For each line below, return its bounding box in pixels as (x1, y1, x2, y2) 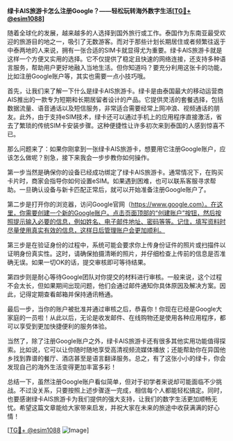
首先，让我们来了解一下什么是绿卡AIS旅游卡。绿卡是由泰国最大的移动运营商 (7, 87, 224, 95)
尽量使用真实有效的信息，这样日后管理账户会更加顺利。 (7, 226, 165, 234)
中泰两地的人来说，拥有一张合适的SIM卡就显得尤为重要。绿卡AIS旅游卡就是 (7, 46, 223, 54)
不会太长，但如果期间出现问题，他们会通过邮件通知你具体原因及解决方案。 (7, 282, 220, 289)
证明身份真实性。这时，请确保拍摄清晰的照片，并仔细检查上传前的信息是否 (7, 249, 220, 258)
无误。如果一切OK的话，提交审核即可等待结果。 (12, 258, 150, 266)
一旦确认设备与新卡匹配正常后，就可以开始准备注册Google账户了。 (19, 186, 210, 193)
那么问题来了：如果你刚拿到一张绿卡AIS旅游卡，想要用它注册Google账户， (7, 145, 220, 153)
